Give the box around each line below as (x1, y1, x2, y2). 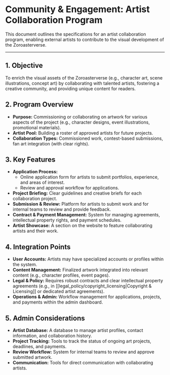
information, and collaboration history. (12, 333, 92, 339)
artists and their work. (12, 228, 59, 234)
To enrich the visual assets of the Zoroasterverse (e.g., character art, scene (5, 74, 163, 81)
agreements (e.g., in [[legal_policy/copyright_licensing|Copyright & (12, 283, 152, 289)
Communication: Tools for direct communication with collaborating (12, 360, 153, 365)
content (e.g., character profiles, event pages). (12, 272, 110, 278)
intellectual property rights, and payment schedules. (12, 217, 122, 223)
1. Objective (5, 61, 43, 70)
